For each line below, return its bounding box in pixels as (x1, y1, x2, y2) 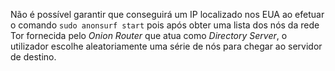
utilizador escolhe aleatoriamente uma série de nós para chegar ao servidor (10, 40, 323, 52)
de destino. (10, 51, 57, 63)
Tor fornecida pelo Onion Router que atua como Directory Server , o (10, 30, 288, 41)
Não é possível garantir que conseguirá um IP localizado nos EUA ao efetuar (10, 9, 325, 20)
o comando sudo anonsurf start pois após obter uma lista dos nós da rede (10, 19, 320, 31)
